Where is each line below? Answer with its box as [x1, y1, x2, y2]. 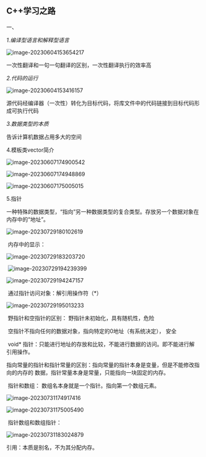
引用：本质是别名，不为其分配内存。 [6, 443, 98, 451]
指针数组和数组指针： [7, 418, 62, 426]
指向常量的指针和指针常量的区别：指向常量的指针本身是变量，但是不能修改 [6, 361, 194, 369]
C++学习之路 [6, 6, 56, 17]
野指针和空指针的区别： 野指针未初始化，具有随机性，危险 [7, 314, 154, 321]
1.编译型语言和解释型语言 [6, 36, 69, 44]
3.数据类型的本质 [6, 120, 49, 127]
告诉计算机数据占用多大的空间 [6, 133, 82, 140]
